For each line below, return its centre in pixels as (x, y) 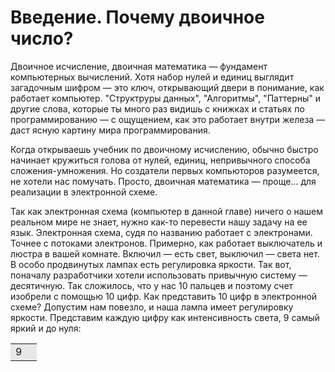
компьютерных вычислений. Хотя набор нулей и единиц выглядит (152, 77)
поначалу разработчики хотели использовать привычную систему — (159, 275)
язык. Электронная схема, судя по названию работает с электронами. (161, 232)
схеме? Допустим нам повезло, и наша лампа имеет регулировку (152, 307)
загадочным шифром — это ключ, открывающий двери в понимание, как (167, 87)
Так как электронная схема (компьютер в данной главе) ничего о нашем (167, 211)
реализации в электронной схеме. (84, 192)
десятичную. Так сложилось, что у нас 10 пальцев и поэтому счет (152, 285)
